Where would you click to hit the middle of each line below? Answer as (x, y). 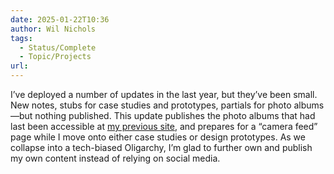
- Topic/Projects (55, 57)
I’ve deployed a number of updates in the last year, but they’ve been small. (164, 94)
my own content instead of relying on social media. (115, 158)
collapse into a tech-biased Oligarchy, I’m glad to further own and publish (161, 147)
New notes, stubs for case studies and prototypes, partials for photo (151, 105)
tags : (21, 38)
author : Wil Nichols (53, 29)
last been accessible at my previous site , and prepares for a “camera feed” (164, 126)
